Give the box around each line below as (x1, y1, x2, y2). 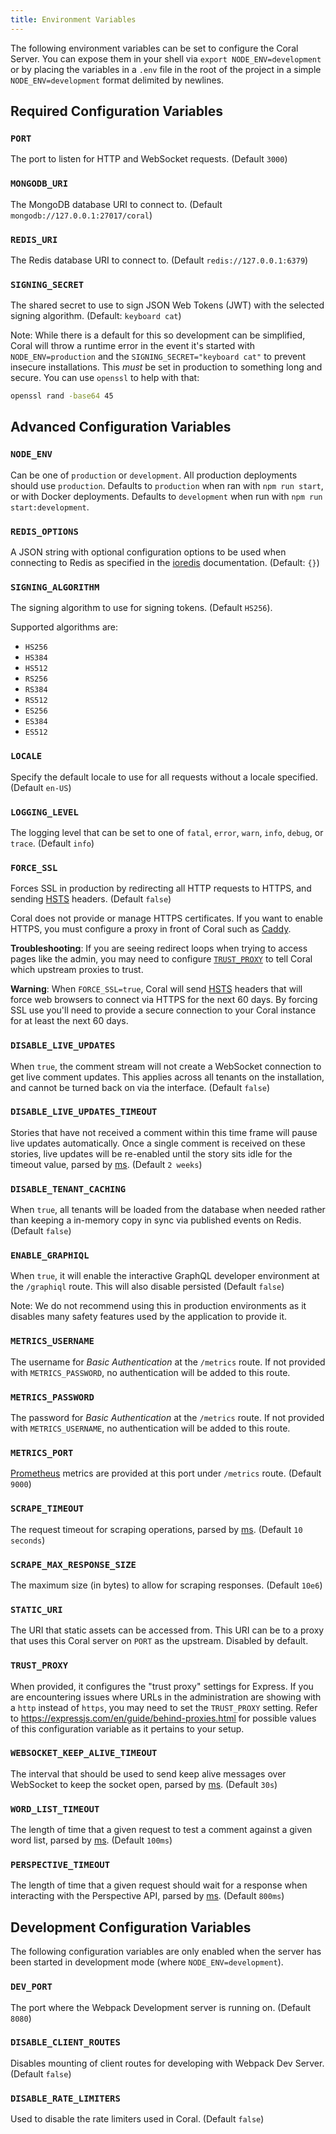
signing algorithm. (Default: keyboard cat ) (10, 310, 182, 322)
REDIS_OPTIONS (10, 526, 79, 537)
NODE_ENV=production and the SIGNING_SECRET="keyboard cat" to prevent (10, 351, 307, 363)
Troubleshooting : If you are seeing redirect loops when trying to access (10, 942, 308, 955)
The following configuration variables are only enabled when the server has (10, 1946, 322, 1958)
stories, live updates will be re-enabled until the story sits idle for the (10, 1147, 293, 1160)
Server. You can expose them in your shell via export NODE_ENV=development (10, 52, 322, 65)
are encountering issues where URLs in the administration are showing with (10, 1691, 322, 1703)
